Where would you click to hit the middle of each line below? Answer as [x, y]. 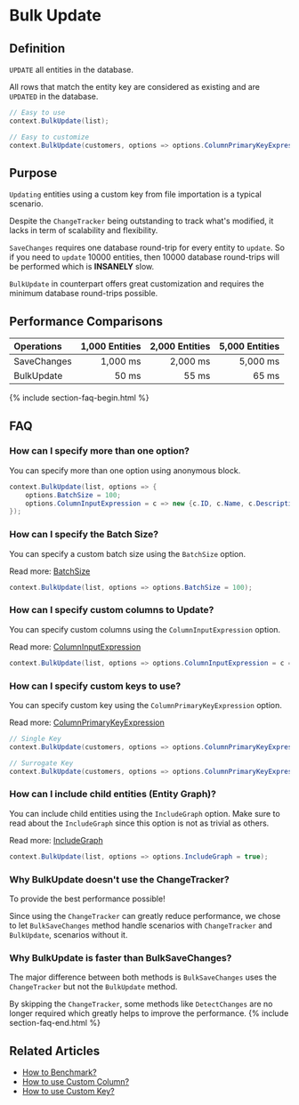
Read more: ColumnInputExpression [75, 647]
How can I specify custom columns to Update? [112, 610]
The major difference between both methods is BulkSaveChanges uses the [143, 977]
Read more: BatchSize [50, 571]
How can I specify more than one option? [99, 451]
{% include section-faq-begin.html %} [79, 398]
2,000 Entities [180, 346]
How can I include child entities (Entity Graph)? [113, 794]
